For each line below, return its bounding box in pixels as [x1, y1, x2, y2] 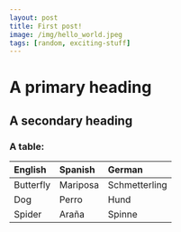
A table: [9, 140, 45, 153]
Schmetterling [107, 179, 168, 191]
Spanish [59, 163, 95, 176]
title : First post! [9, 22, 83, 31]
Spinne [107, 209, 138, 221]
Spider [14, 209, 42, 221]
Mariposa [59, 179, 100, 191]
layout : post [9, 13, 59, 23]
